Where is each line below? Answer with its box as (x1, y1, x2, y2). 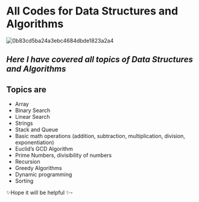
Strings (14, 119, 33, 127)
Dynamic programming (14, 171, 72, 178)
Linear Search (14, 113, 50, 121)
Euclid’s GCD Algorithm (14, 145, 74, 153)
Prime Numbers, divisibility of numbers (14, 152, 112, 159)
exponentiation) (14, 139, 54, 146)
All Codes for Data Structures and (6, 4, 178, 18)
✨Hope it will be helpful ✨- (6, 189, 74, 197)
